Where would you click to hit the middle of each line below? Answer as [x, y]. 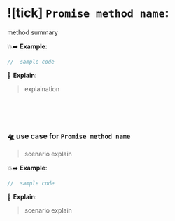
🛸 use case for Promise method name [69, 136]
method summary [33, 32]
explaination [42, 88]
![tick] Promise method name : [88, 13]
